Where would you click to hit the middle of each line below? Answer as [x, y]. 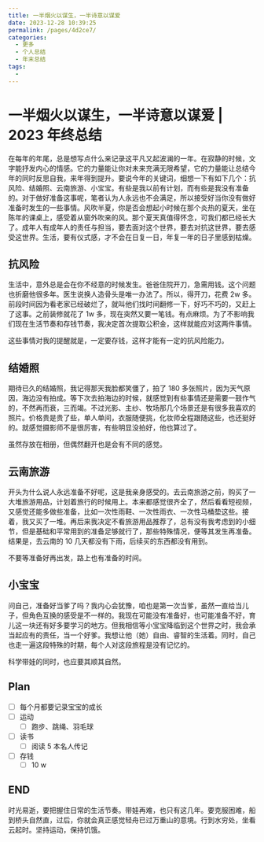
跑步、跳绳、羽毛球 [62, 726]
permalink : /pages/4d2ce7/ [52, 30]
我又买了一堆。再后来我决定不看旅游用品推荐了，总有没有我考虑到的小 [135, 521]
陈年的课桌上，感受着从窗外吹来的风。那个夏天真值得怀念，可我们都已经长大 [132, 217]
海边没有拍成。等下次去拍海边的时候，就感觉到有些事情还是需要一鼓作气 [139, 398]
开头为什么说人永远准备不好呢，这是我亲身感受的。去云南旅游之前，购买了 [128, 492]
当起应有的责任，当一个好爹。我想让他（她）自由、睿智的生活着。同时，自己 [132, 635]
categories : [27, 37]
